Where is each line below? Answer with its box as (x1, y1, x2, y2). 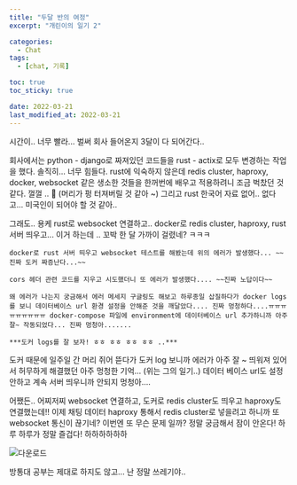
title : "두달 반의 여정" (9, 12, 90, 22)
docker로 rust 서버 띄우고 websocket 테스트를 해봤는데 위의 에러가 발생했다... (9, 248, 272, 257)
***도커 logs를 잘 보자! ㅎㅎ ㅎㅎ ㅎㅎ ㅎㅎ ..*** (9, 338, 178, 347)
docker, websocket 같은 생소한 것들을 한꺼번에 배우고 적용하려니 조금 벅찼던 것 (9, 176, 285, 187)
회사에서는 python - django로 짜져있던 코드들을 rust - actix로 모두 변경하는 (9, 154, 270, 165)
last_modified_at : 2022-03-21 (9, 110, 121, 120)
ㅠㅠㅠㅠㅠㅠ (9, 311, 46, 320)
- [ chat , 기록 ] (17, 62, 69, 71)
